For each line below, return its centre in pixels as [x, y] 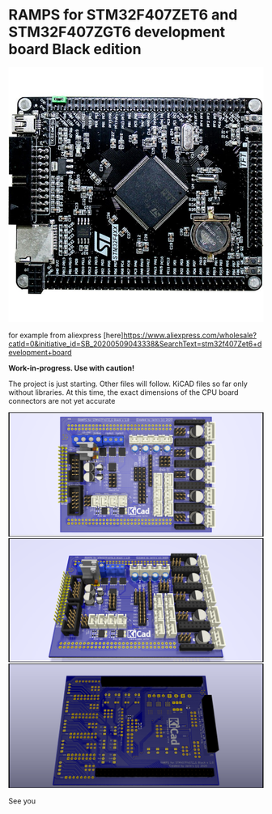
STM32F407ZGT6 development [117, 32]
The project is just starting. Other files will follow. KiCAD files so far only [128, 384]
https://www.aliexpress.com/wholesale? [190, 335]
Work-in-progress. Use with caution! [72, 368]
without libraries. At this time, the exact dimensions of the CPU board [123, 392]
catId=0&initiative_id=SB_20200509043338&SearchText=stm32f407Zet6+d [135, 343]
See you [22, 801]
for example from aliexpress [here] [66, 335]
